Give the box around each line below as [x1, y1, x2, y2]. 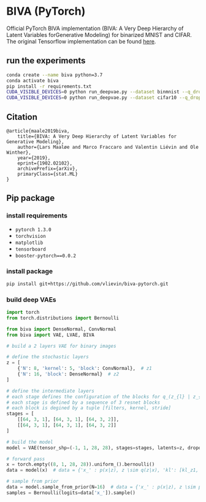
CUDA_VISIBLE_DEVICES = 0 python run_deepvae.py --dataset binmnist [6, 89, 180, 95]
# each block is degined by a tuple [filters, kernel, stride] [6, 405, 172, 411]
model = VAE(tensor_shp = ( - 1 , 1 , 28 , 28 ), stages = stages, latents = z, [6, 444, 185, 451]
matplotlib [15, 240, 44, 246]
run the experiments [6, 55, 86, 66]
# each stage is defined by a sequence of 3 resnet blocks [6, 399, 161, 406]
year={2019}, [17, 155, 51, 161]
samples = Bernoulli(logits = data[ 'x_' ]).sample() [6, 490, 136, 496]
